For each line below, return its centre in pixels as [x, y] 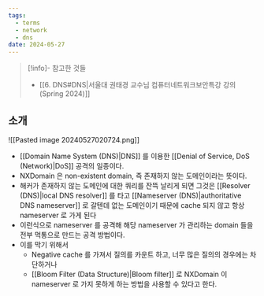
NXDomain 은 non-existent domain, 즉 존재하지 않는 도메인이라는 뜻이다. [133, 176]
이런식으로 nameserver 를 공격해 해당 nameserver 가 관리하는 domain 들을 [136, 224]
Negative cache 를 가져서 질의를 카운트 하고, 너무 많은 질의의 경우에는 [139, 254]
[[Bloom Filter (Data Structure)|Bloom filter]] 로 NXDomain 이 [129, 274]
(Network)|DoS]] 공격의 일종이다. [72, 165]
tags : [17, 15]
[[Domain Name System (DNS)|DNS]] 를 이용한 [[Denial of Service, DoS [135, 156]
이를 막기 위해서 [44, 244]
